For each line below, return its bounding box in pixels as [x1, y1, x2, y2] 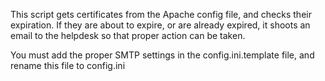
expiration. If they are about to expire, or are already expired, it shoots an [10, 19, 311, 31]
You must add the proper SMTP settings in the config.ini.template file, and [10, 49, 315, 61]
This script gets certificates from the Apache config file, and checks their [10, 9, 312, 20]
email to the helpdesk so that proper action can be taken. [10, 30, 246, 41]
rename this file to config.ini [10, 60, 126, 71]
